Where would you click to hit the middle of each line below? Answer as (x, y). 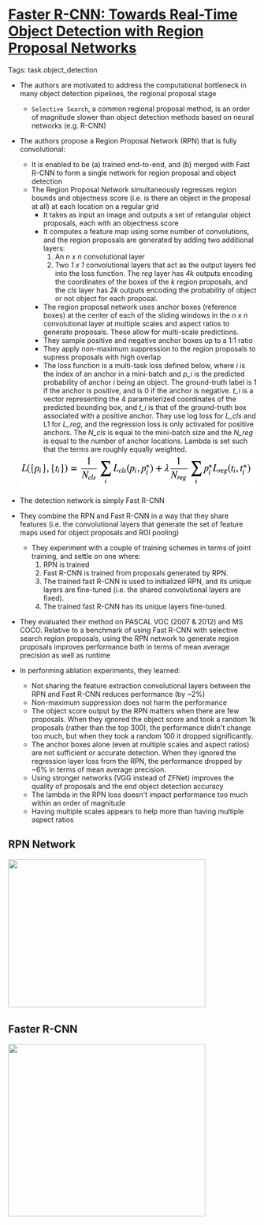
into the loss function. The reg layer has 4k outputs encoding (154, 273)
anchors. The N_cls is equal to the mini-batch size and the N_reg (148, 432)
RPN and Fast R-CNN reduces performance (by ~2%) (118, 694)
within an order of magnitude (78, 802)
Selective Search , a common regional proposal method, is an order (141, 109)
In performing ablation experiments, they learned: (100, 670)
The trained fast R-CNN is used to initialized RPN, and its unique (147, 581)
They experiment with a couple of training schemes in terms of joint (141, 547)
